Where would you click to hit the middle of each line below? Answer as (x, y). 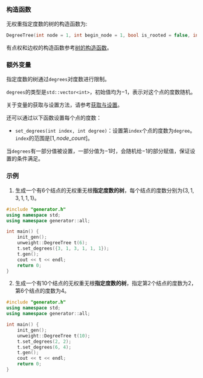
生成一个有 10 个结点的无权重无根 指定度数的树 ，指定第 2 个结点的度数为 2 (103, 283)
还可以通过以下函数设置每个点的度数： (54, 118)
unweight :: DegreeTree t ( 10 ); (54, 336)
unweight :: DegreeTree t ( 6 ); (52, 243)
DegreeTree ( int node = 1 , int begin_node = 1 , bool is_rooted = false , (98, 35)
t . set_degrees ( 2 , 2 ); (44, 341)
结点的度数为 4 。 (50, 291)
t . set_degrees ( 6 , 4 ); (44, 347)
